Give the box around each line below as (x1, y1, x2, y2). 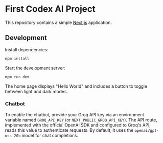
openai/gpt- (134, 128, 159, 133)
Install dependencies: (5, 46, 48, 52)
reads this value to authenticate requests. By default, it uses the (5, 127, 134, 133)
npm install (5, 56, 29, 61)
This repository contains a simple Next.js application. (5, 20, 112, 25)
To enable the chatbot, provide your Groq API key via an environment (5, 111, 144, 118)
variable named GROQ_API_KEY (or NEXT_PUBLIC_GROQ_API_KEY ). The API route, (5, 117, 158, 123)
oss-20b (5, 133, 21, 138)
